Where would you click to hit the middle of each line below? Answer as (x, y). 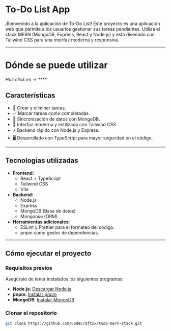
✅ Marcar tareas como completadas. (51, 113)
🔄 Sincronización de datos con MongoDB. (56, 119)
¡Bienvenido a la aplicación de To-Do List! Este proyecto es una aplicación (83, 23)
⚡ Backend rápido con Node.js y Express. (56, 130)
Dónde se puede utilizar (56, 65)
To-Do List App (38, 9)
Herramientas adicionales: (41, 222)
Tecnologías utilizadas (42, 161)
